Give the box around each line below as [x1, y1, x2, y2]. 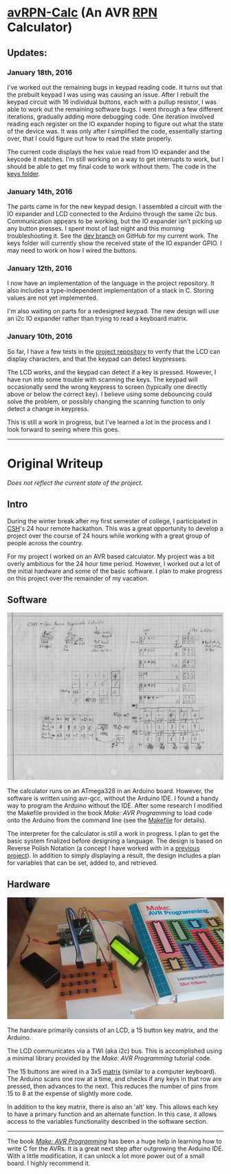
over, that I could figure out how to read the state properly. [7, 134, 173, 143]
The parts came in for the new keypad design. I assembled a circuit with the [7, 202, 222, 211]
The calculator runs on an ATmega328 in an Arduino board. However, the [7, 786, 214, 795]
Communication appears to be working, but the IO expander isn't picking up [7, 217, 222, 225]
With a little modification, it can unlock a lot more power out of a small [7, 1152, 205, 1160]
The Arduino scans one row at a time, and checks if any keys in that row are [7, 1075, 222, 1083]
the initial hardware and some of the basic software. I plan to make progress [7, 567, 223, 575]
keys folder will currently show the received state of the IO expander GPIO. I [7, 239, 222, 247]
